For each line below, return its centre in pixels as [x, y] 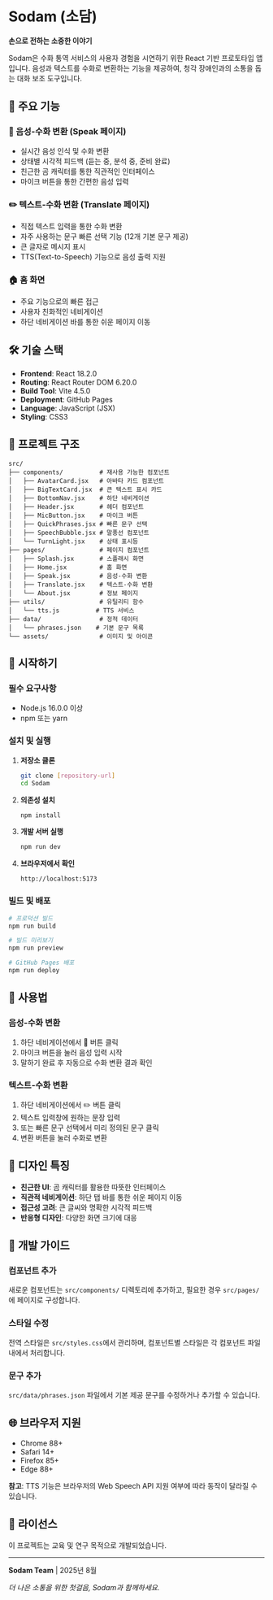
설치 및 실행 [30, 741]
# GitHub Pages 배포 [41, 963]
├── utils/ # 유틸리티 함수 [76, 602]
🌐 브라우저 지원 [45, 1423]
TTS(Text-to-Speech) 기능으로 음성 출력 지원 [93, 256]
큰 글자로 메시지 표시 [53, 246]
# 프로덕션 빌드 [31, 918]
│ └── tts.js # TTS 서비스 [71, 611]
